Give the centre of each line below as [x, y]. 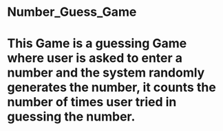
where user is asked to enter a [95, 58]
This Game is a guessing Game [97, 44]
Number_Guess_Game [72, 12]
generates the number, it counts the [112, 88]
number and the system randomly [106, 73]
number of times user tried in [92, 102]
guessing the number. [71, 117]
